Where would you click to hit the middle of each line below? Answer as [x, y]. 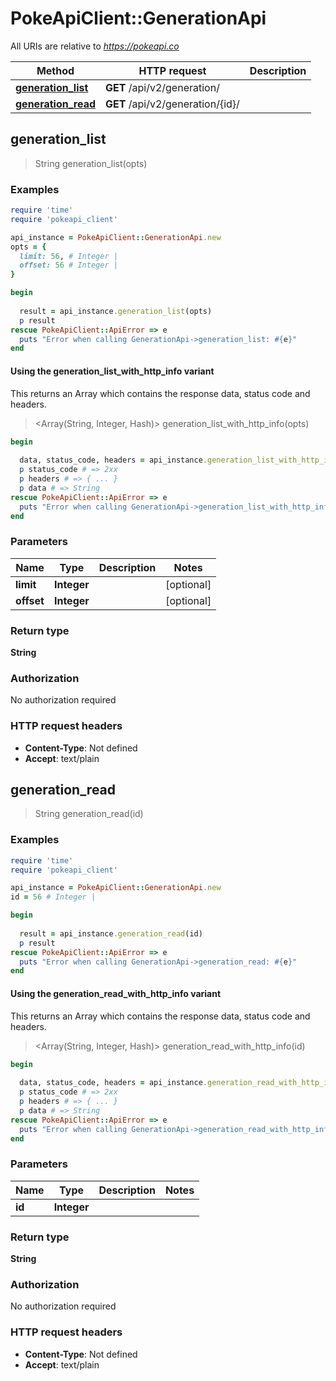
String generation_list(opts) [91, 163]
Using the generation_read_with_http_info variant [116, 993]
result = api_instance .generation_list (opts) [116, 311]
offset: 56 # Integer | [68, 265]
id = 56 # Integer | [53, 897]
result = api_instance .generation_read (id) [111, 933]
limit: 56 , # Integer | [68, 256]
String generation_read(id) [89, 814]
